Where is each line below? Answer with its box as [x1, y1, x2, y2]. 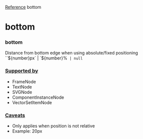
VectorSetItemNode [12, 99, 52, 105]
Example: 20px [12, 128, 42, 134]
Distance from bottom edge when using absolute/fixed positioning [5, 50, 138, 56]
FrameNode [12, 79, 36, 84]
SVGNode [12, 89, 33, 95]
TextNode [12, 83, 32, 90]
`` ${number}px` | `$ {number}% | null [5, 55, 83, 61]
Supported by [5, 67, 39, 74]
